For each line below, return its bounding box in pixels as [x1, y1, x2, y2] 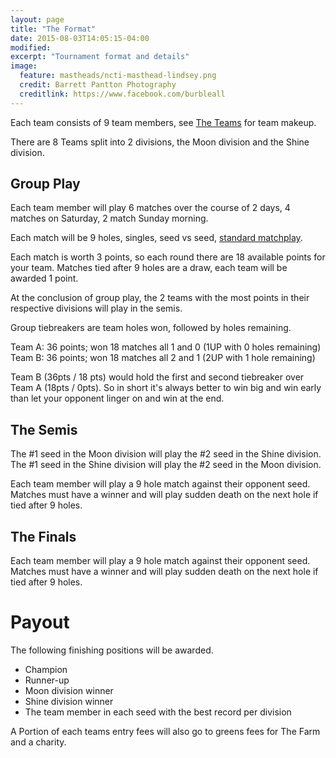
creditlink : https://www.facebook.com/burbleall [19, 89, 226, 99]
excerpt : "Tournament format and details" [10, 52, 190, 62]
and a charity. [10, 736, 67, 748]
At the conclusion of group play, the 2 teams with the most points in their [10, 292, 310, 304]
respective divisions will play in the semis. [10, 302, 183, 315]
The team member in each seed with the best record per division [24, 706, 292, 718]
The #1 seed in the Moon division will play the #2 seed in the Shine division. [10, 448, 322, 460]
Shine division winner [24, 696, 114, 707]
